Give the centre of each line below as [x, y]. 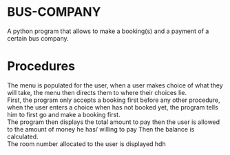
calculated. [23, 136]
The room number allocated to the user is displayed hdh [87, 144]
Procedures [41, 66]
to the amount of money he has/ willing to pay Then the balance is [101, 129]
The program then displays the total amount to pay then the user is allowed [114, 122]
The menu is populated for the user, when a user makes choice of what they [115, 85]
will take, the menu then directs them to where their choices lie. [97, 92]
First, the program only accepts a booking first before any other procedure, [114, 100]
